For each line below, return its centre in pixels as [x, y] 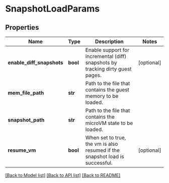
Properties [22, 27]
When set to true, [106, 138]
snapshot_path [26, 120]
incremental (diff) [106, 56]
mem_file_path [26, 93]
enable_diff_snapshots [35, 63]
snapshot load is [105, 157]
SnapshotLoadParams [53, 9]
